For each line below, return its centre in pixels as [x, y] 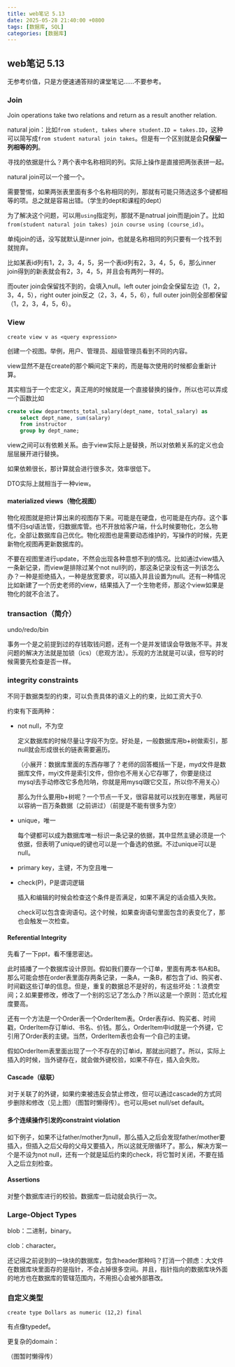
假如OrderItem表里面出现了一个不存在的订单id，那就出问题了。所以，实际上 [116, 1051]
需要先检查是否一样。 [44, 661]
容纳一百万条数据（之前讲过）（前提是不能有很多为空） [102, 805]
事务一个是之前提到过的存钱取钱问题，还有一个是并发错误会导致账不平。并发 [117, 644]
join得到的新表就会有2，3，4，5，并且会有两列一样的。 [87, 272]
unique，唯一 [36, 820]
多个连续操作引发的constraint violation [64, 1120]
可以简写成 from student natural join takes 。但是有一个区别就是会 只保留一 [117, 139]
